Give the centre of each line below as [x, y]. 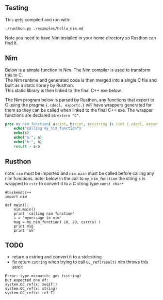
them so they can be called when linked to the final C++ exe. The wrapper [79, 110]
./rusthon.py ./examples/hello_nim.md [44, 29]
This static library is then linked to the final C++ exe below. [64, 90]
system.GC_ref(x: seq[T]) [31, 285]
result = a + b [27, 146]
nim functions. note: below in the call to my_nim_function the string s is [75, 178]
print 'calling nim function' [44, 213]
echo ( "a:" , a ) [28, 137]
